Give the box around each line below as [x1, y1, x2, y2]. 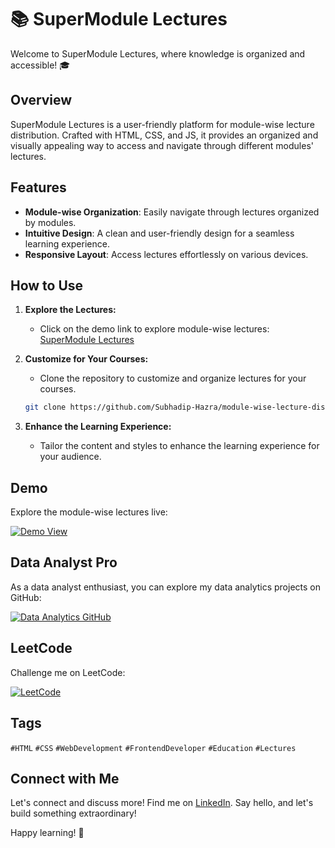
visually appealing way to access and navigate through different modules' [10, 139, 314, 151]
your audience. [39, 451, 102, 463]
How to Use [10, 277, 84, 294]
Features [10, 179, 67, 196]
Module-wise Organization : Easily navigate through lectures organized [24, 206, 320, 218]
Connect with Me [10, 770, 120, 787]
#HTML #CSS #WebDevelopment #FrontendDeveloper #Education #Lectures [10, 743, 297, 753]
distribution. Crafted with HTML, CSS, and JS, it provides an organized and [10, 129, 319, 141]
